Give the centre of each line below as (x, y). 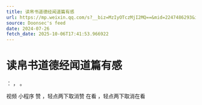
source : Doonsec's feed (36, 23)
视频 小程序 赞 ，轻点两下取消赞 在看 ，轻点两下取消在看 (76, 96)
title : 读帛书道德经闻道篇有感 (40, 12)
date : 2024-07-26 (28, 28)
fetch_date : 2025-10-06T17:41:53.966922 (58, 34)
